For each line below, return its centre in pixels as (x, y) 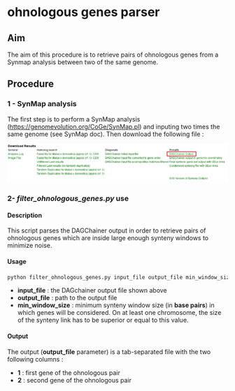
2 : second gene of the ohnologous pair (74, 380)
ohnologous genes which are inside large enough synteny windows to (108, 238)
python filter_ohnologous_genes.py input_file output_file (95, 277)
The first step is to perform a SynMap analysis (74, 119)
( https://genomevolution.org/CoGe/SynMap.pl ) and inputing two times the (114, 126)
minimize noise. (30, 246)
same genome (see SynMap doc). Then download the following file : (106, 134)
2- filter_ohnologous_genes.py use (68, 198)
